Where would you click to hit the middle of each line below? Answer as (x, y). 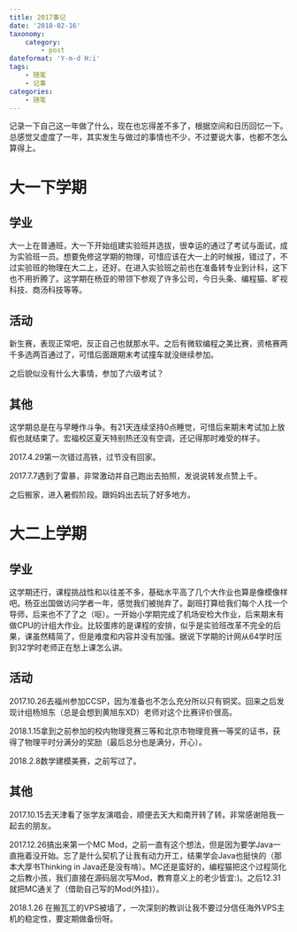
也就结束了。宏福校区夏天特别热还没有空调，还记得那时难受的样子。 (141, 438)
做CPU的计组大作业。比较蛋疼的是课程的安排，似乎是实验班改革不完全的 (141, 625)
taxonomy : (27, 34)
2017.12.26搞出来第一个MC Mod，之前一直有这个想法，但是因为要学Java (141, 844)
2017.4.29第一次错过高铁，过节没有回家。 (85, 457)
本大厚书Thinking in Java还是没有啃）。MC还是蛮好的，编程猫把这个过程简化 (148, 866)
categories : (31, 91)
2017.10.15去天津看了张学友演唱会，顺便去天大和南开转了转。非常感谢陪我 (143, 814)
